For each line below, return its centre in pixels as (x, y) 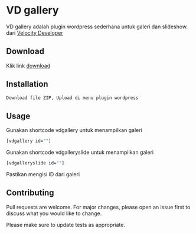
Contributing (30, 193)
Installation (27, 84)
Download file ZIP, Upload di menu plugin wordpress (72, 98)
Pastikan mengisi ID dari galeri (43, 174)
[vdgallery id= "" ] (29, 141)
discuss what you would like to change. (54, 213)
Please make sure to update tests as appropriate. (66, 225)
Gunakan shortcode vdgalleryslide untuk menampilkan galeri (80, 152)
